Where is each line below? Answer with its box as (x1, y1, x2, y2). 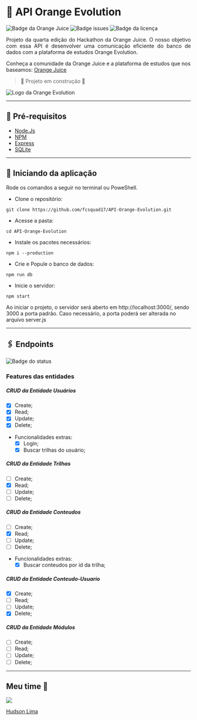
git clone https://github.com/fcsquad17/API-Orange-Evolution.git (6, 207, 172, 213)
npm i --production (6, 250, 54, 256)
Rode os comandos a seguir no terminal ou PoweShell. (6, 184, 138, 191)
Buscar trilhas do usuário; (23, 446, 86, 453)
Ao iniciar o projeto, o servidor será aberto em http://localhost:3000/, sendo (6, 304, 189, 311)
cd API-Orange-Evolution (6, 228, 67, 234)
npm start (6, 293, 30, 299)
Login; (23, 440, 39, 447)
